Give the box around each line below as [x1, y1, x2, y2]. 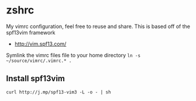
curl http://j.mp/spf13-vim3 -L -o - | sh [6, 89, 111, 95]
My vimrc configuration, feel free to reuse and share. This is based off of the [6, 23, 190, 30]
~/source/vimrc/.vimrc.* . [6, 58, 72, 64]
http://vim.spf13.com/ [14, 40, 67, 47]
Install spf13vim [6, 74, 66, 83]
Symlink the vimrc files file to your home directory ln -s [6, 51, 141, 58]
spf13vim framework [6, 29, 56, 36]
